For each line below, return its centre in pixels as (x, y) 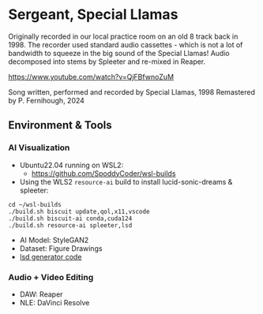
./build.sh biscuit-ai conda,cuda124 (70, 219)
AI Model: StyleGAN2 (54, 240)
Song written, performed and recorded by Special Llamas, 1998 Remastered (131, 92)
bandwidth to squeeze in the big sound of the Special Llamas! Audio (119, 53)
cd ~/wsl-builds (35, 204)
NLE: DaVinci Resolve (54, 302)
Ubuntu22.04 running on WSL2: (71, 165)
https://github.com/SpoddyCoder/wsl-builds (103, 173)
